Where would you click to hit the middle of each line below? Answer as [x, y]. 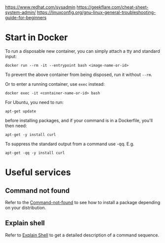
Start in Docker [36, 38]
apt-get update [21, 111]
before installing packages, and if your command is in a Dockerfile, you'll [79, 120]
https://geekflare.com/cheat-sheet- [113, 7]
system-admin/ [20, 12]
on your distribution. [26, 208]
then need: [16, 126]
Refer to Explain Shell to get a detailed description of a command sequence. [82, 235]
